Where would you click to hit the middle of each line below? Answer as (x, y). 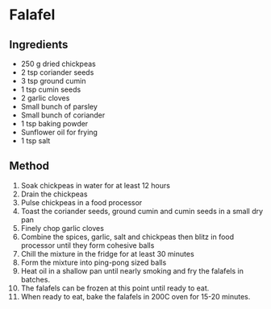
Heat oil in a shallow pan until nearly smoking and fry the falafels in (132, 270)
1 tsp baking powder (54, 124)
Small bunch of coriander (63, 115)
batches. (35, 279)
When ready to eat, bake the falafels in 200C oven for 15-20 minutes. (135, 296)
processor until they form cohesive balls (88, 245)
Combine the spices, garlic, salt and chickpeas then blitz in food (127, 237)
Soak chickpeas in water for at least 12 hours (95, 185)
